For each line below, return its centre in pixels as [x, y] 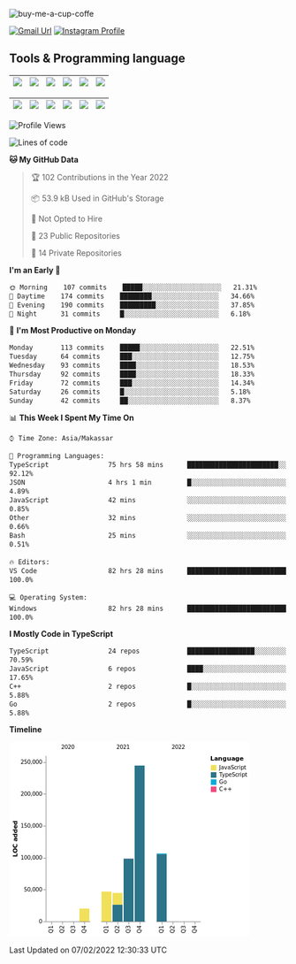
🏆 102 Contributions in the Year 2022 [100, 177]
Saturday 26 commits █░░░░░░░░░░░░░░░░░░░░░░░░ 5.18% [130, 392]
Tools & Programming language [97, 59]
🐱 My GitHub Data [44, 159]
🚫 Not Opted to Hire [67, 218]
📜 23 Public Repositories [76, 235]
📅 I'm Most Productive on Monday [73, 330]
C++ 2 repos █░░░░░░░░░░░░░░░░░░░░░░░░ [148, 686]
